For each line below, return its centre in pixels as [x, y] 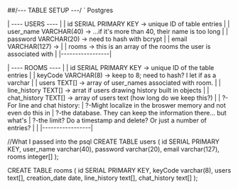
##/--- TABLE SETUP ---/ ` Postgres [60, 10]
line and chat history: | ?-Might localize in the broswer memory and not [122, 105]
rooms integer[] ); [33, 156]
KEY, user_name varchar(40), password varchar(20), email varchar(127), [114, 149]
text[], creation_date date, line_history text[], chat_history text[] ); [103, 178]
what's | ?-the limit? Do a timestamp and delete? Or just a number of [107, 120]
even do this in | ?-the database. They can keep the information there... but [117, 113]
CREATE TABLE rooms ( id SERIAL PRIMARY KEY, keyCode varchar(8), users [119, 170]
